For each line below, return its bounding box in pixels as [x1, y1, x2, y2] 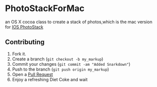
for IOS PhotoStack [5, 24, 44, 29]
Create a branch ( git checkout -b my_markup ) [12, 56, 104, 62]
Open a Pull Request [12, 71, 53, 77]
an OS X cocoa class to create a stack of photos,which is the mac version [5, 19, 153, 25]
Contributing [5, 38, 45, 46]
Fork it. [12, 51, 27, 57]
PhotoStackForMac [5, 3, 85, 14]
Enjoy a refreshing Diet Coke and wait [12, 76, 88, 82]
